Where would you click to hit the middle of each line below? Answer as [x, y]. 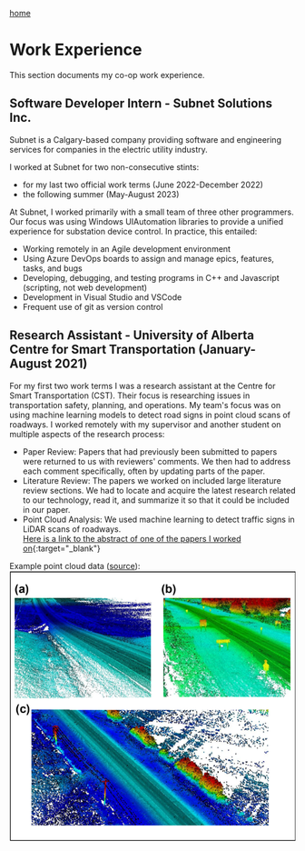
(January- [227, 350]
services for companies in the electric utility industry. [109, 149]
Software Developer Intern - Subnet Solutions [141, 104]
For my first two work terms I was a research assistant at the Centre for [143, 385]
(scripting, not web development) [85, 287]
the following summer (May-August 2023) [101, 194]
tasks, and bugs [53, 268]
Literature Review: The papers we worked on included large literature [152, 480]
